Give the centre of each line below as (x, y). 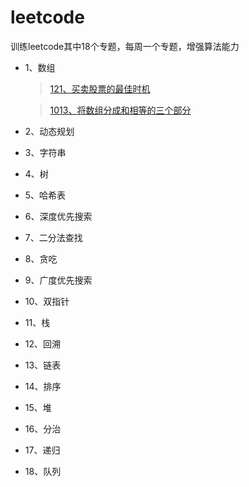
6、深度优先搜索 (58, 216)
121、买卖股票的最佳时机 (100, 88)
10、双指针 (47, 301)
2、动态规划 (49, 131)
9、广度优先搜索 (58, 280)
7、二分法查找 (53, 237)
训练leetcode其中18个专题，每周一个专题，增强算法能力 (125, 46)
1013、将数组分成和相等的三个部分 (120, 110)
